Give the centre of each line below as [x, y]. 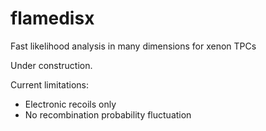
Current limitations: [49, 84]
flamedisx [52, 18]
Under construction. [51, 65]
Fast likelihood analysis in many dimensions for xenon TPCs [133, 46]
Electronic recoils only [70, 104]
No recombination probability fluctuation [108, 114]
